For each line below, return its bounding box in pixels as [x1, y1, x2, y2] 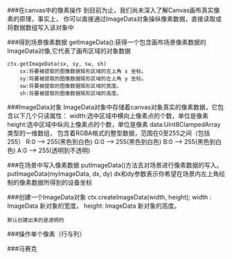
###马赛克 [7, 244, 37, 253]
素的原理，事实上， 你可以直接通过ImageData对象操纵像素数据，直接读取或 [7, 15, 222, 23]
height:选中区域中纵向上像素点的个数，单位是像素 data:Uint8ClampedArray [7, 120, 221, 128]
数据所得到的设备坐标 [30, 179, 92, 186]
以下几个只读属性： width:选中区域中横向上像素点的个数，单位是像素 [12, 111, 209, 120]
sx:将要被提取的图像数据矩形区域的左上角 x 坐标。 [19, 68, 147, 75]
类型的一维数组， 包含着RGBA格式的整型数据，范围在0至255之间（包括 [7, 129, 211, 137]
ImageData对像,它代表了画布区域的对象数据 [7, 47, 132, 55]
